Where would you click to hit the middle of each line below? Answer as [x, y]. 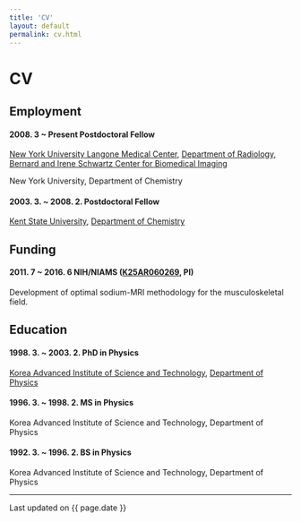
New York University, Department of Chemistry [96, 181]
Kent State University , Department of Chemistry [97, 221]
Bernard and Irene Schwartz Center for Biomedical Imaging [119, 164]
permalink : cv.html [46, 34]
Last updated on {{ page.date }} [68, 508]
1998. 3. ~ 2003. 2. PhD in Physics [74, 352]
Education [39, 330]
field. [19, 302]
